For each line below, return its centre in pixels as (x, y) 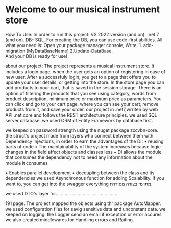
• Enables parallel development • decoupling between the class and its (80, 173)
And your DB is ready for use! (36, 56)
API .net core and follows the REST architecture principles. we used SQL (81, 115)
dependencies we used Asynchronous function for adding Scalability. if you (85, 178)
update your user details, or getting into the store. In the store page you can (85, 82)
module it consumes (27, 163)
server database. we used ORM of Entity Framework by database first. (79, 120)
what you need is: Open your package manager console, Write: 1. (74, 45)
